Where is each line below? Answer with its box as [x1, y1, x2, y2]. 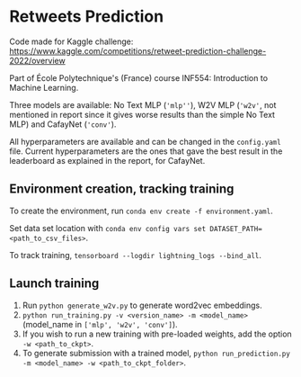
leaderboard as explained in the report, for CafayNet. [9, 155, 206, 166]
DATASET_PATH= [209, 224, 262, 233]
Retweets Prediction [9, 6, 164, 27]
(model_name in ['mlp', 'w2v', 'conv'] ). [22, 319, 178, 329]
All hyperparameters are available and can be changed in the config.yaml [9, 136, 281, 147]
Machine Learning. [9, 82, 79, 93]
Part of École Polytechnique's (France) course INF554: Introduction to [9, 72, 268, 83]
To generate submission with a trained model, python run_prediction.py [22, 347, 290, 358]
